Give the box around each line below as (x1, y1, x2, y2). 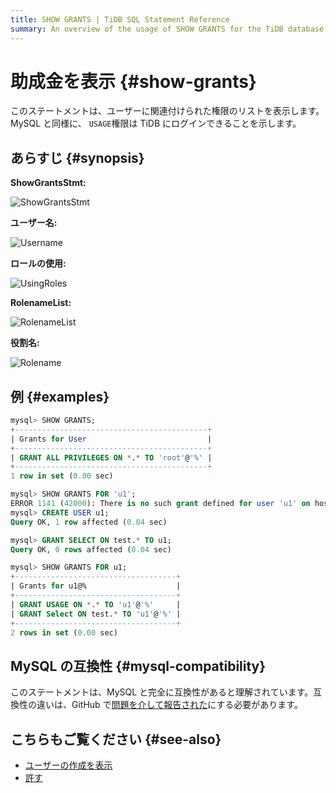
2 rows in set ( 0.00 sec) (10, 627, 118, 638)
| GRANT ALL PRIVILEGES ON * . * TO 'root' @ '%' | (10, 452, 213, 463)
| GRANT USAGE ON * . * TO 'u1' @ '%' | (10, 599, 182, 610)
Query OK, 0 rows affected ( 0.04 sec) (10, 544, 172, 555)
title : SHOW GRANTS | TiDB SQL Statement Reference (10, 14, 230, 25)
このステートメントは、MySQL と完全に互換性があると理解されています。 (10, 686, 314, 698)
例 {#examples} (10, 388, 110, 405)
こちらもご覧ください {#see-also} (10, 731, 222, 748)
